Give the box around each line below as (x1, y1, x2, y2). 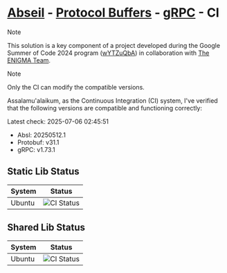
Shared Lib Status (7, 222, 85, 233)
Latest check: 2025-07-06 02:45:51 (7, 117, 109, 126)
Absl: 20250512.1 (17, 131, 66, 139)
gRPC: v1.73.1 (17, 145, 55, 154)
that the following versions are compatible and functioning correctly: (7, 104, 203, 112)
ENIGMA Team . (7, 56, 51, 64)
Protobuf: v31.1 (17, 138, 60, 147)
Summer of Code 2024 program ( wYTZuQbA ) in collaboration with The (7, 49, 210, 57)
